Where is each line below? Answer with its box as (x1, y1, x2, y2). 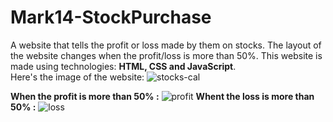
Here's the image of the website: (10, 71, 145, 83)
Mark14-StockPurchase (10, 6, 212, 29)
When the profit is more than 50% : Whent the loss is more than (10, 90, 315, 102)
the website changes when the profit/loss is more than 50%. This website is (10, 49, 323, 61)
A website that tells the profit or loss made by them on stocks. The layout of (10, 39, 322, 51)
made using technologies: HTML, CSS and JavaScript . (10, 60, 237, 72)
